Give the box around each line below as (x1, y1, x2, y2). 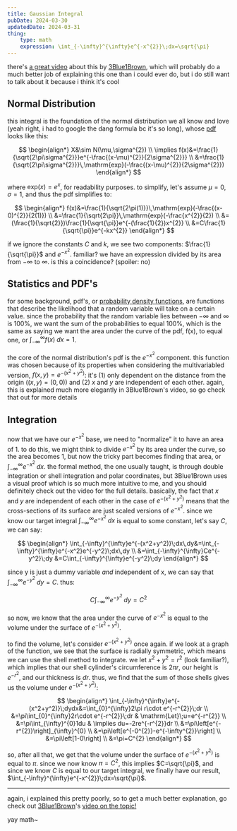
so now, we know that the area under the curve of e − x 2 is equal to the (7, 611, 209, 622)
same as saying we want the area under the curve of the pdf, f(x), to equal (7, 326, 224, 335)
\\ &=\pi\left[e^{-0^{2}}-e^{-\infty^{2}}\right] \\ (87, 727, 221, 735)
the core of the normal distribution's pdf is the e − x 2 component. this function (7, 351, 230, 361)
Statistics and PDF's (7, 278, 98, 290)
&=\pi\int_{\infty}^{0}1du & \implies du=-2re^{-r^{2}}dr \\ (16, 719, 179, 728)
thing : (7, 30, 27, 37)
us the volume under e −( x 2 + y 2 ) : (7, 681, 99, 692)
